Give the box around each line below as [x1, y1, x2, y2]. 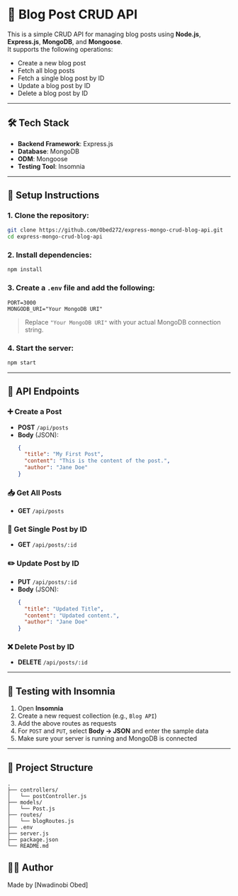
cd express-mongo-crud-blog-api [7, 234, 103, 241]
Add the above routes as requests [17, 719, 117, 728]
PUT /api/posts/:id [17, 577, 77, 586]
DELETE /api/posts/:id [17, 658, 88, 667]
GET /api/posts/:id [17, 540, 77, 549]
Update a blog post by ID [17, 81, 91, 89]
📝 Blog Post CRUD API [7, 6, 138, 23]
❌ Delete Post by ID [7, 642, 75, 652]
